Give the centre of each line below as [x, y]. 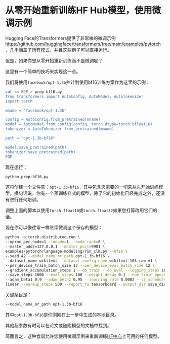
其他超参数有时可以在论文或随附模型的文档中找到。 [58, 325]
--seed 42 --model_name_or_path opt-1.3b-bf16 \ [57, 256]
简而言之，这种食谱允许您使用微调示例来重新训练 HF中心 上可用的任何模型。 [83, 336]
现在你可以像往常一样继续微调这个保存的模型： [54, 228]
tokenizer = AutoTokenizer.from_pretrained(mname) [60, 129]
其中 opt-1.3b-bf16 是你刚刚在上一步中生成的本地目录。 [62, 315]
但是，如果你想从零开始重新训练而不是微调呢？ [54, 60]
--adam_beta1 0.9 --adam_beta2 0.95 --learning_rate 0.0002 [70, 280]
